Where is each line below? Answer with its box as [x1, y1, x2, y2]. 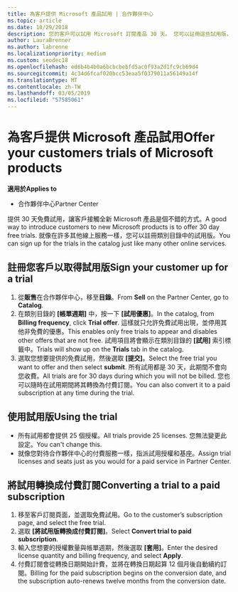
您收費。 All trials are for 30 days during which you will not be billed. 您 [17, 371, 225, 380]
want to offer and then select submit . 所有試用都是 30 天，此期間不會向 [17, 362, 227, 371]
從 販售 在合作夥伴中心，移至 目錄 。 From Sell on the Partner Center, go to [17, 292, 229, 301]
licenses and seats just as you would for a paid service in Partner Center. [17, 457, 232, 465]
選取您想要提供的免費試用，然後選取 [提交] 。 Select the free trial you [17, 354, 217, 362]
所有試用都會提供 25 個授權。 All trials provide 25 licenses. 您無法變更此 [17, 431, 227, 440]
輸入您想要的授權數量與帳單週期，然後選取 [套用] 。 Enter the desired [17, 544, 218, 552]
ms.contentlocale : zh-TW [7, 83, 81, 90]
